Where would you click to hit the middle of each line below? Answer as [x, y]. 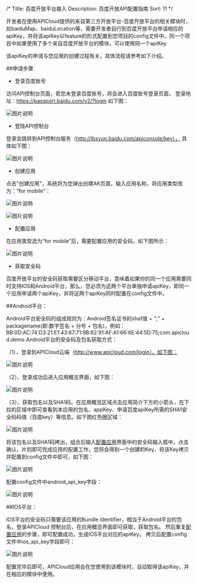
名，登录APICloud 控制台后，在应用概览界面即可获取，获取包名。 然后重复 [96, 527]
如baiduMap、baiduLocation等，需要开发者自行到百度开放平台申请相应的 [95, 29]
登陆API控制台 [32, 126]
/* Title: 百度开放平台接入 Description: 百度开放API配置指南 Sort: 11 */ [90, 9]
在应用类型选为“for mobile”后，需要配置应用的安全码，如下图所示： [88, 241]
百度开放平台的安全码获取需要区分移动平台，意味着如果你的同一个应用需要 [96, 279]
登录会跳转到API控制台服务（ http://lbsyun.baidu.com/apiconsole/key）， [93, 138]
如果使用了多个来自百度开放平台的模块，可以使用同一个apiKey [91, 43]
